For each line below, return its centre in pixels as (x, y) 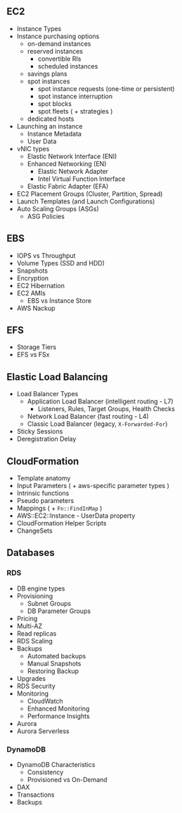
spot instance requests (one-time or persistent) (106, 88)
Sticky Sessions (40, 432)
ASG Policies (46, 216)
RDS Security (36, 686)
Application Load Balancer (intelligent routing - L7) (100, 401)
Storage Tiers (37, 347)
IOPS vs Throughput (46, 255)
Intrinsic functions (43, 493)
